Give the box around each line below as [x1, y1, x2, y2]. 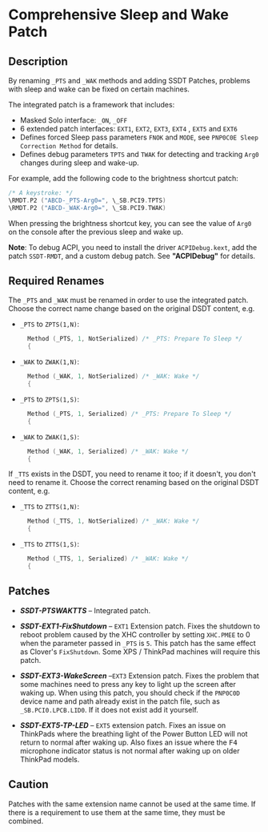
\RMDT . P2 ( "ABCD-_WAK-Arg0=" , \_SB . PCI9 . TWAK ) [8, 204, 166, 212]
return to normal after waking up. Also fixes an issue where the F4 [19, 737, 238, 747]
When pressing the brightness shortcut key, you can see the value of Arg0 [8, 218, 252, 228]
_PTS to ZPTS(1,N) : [19, 319, 80, 329]
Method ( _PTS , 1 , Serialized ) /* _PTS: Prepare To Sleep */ [27, 410, 232, 418]
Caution [8, 777, 50, 791]
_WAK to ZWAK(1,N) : [19, 357, 80, 366]
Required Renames [8, 274, 105, 288]
